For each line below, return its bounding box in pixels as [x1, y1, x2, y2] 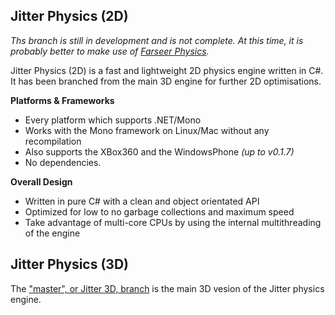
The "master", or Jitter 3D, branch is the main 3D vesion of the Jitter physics [10, 282, 325, 294]
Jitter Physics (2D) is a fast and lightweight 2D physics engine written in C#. [10, 64, 324, 76]
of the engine [24, 227, 81, 239]
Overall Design [10, 175, 73, 188]
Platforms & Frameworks [10, 94, 115, 106]
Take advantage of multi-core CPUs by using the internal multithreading [24, 216, 322, 228]
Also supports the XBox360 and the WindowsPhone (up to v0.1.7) [24, 145, 295, 158]
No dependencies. [24, 156, 102, 168]
